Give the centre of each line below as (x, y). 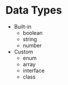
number (32, 45)
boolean (33, 32)
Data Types (34, 10)
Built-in (23, 27)
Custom (23, 51)
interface (34, 70)
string (30, 39)
